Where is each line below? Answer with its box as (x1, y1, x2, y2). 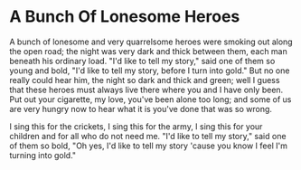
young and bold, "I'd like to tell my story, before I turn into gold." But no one (9, 65, 290, 76)
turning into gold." (9, 149, 77, 160)
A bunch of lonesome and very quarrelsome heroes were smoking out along (9, 36, 293, 47)
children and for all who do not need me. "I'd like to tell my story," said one (9, 130, 287, 141)
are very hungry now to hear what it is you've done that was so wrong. (9, 103, 273, 114)
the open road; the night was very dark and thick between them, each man (9, 45, 287, 56)
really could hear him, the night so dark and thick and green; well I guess (9, 74, 280, 85)
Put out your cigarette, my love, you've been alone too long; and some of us (9, 93, 292, 105)
